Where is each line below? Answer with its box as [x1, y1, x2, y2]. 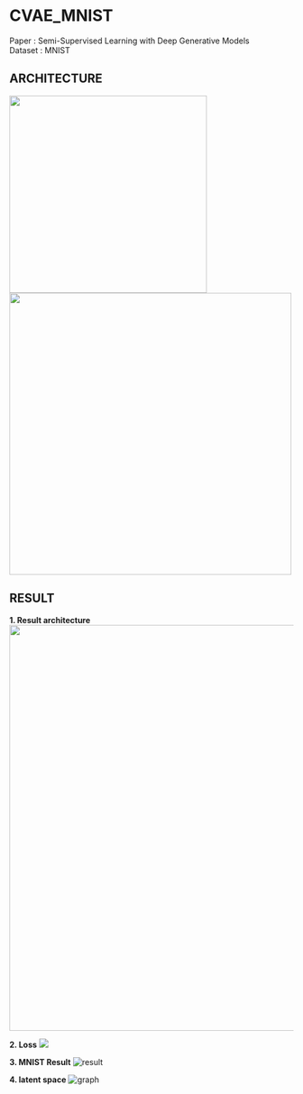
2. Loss [9, 1039, 38, 1050]
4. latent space [9, 1074, 67, 1085]
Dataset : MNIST [9, 44, 70, 55]
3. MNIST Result [9, 1056, 71, 1067]
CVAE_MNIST [9, 5, 114, 26]
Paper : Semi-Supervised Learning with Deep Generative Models [9, 35, 250, 46]
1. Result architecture [9, 614, 91, 625]
